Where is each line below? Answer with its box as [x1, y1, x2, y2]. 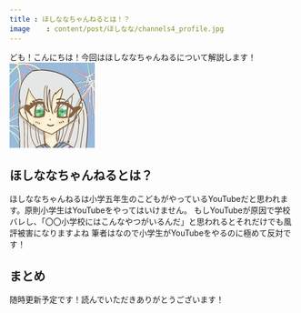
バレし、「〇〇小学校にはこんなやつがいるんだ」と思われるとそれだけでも [9, 217, 284, 227]
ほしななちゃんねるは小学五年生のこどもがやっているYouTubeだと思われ [9, 194, 281, 205]
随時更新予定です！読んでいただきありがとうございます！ [9, 294, 225, 305]
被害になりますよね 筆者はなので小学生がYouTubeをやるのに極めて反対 [16, 227, 284, 238]
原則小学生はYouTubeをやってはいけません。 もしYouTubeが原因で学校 [24, 205, 291, 216]
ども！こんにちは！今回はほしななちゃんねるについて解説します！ [9, 51, 256, 63]
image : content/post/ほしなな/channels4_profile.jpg [9, 24, 225, 34]
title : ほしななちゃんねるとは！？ [9, 15, 130, 24]
